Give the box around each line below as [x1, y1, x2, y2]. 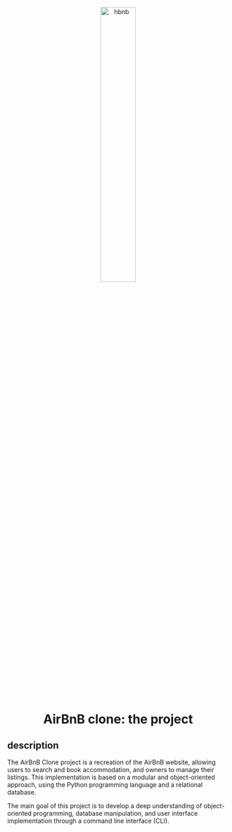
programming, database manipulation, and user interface [32, 809, 198, 817]
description [7, 739, 59, 751]
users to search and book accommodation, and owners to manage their [7, 766, 214, 773]
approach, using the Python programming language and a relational [7, 781, 203, 789]
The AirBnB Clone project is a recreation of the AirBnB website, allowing [7, 758, 216, 766]
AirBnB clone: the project [43, 711, 193, 728]
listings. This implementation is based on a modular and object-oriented [7, 773, 216, 781]
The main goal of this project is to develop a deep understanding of [7, 802, 202, 810]
